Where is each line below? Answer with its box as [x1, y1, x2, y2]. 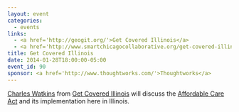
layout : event [7, 10, 50, 18]
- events [14, 23, 40, 30]
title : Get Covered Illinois [7, 50, 94, 57]
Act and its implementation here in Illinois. [7, 96, 130, 105]
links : [7, 30, 27, 38]
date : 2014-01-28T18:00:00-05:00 [7, 57, 107, 64]
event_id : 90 [7, 63, 46, 70]
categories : [7, 17, 43, 24]
